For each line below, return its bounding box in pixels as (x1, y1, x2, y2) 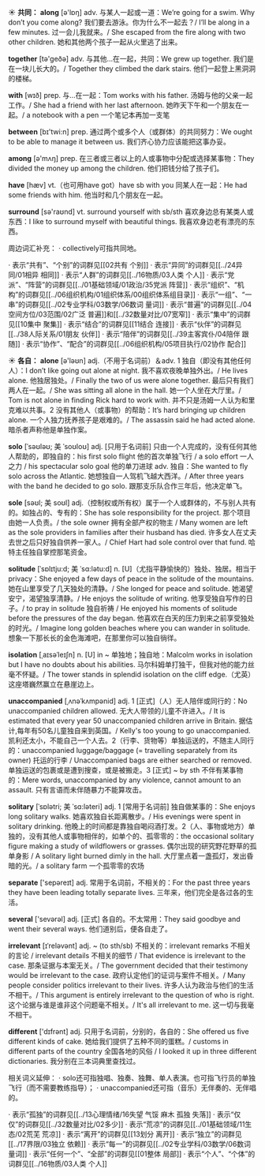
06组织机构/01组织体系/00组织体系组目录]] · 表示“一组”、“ (57, 290, 245, 299)
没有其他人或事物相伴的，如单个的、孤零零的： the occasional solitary (28, 832, 255, 841)
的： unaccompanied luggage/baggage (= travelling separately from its (8, 746, 238, 755)
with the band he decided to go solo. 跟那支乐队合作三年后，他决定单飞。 (8, 481, 247, 490)
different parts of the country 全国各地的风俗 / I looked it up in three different (8, 1047, 257, 1056)
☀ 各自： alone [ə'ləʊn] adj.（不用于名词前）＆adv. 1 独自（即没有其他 (8, 356, 238, 365)
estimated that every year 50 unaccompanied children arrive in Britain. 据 (8, 716, 246, 725)
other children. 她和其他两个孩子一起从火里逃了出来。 (8, 37, 182, 47)
